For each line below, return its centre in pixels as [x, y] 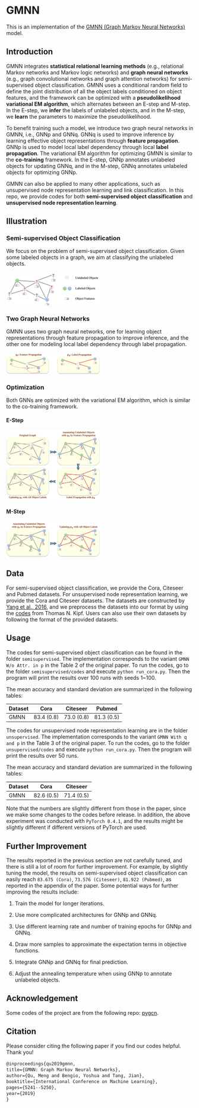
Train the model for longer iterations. [60, 904]
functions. [27, 951]
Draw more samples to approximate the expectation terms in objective [101, 944]
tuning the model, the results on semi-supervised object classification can [97, 873]
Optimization [25, 387]
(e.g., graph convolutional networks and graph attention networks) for [91, 78]
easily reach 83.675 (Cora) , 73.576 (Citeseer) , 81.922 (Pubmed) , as [89, 879]
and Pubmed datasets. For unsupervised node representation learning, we [97, 594]
